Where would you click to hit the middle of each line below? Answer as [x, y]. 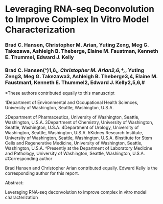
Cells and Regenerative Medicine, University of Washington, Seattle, [74, 143]
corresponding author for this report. [42, 173]
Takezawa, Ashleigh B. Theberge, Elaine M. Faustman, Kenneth [81, 51]
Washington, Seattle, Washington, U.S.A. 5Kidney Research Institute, [74, 133]
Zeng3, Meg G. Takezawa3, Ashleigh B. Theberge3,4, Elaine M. [81, 77]
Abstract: [14, 183]
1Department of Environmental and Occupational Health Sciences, [72, 102]
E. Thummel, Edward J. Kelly [40, 57]
